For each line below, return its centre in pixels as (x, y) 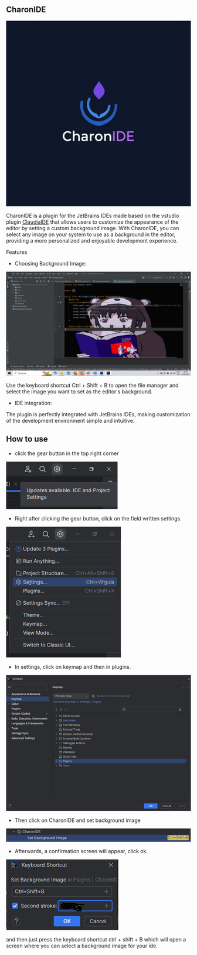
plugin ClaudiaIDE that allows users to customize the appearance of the (92, 222)
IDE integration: (33, 403)
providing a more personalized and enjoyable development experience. (92, 240)
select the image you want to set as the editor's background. (79, 392)
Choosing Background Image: (50, 263)
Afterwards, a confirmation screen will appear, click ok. (81, 851)
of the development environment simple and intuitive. (70, 420)
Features (17, 252)
